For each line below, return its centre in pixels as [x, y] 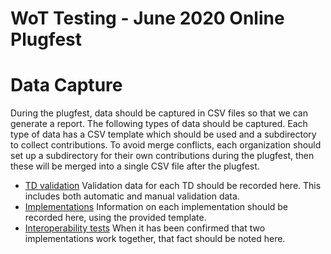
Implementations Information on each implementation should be [156, 207]
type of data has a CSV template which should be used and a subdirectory [163, 134]
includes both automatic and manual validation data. [132, 196]
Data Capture [66, 85]
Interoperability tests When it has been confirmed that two [145, 228]
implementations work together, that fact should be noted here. [155, 239]
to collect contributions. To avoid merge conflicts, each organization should [166, 145]
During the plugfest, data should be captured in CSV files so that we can [159, 113]
